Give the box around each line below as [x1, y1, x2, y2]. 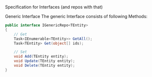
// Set [14, 49, 27, 55]
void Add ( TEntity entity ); [14, 54, 69, 59]
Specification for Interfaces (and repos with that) [5, 4, 103, 10]
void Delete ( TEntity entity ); [14, 63, 76, 68]
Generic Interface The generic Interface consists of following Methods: [5, 14, 148, 19]
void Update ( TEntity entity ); [14, 59, 76, 63]
